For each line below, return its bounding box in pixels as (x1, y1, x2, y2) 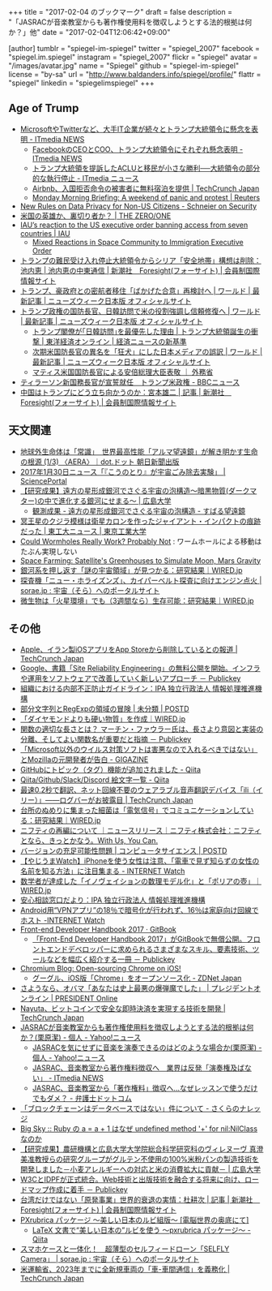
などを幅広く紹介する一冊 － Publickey (46, 954, 176, 964)
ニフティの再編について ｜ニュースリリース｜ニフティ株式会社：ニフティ (19, 826, 261, 836)
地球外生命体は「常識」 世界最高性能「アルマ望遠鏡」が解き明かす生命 (19, 446, 258, 456)
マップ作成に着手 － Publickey (27, 1185, 128, 1194)
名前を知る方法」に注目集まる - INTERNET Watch (19, 867, 185, 876)
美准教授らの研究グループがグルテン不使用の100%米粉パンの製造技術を (19, 1155, 259, 1164)
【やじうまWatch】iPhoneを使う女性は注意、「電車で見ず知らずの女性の (19, 856, 260, 866)
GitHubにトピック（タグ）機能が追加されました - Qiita (19, 765, 201, 775)
